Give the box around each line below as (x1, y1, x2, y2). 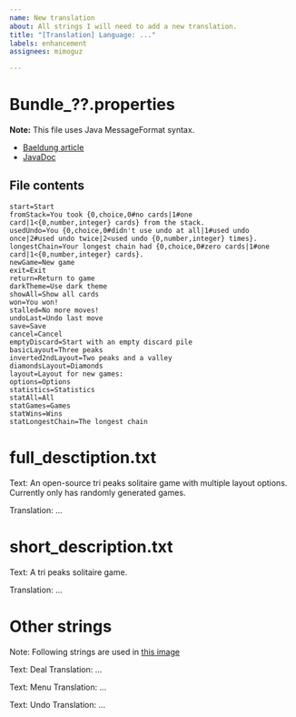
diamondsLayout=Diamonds (9, 361, 104, 370)
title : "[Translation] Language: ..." (9, 30, 156, 39)
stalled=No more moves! (9, 306, 100, 315)
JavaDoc (22, 152, 56, 163)
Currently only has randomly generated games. (9, 487, 186, 498)
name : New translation (9, 13, 95, 23)
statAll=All (9, 393, 54, 402)
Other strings (9, 616, 112, 637)
